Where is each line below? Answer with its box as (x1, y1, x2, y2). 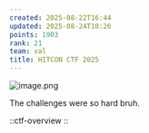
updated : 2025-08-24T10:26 (9, 22, 112, 31)
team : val (9, 47, 47, 56)
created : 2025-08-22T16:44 (9, 13, 112, 23)
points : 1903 (9, 30, 59, 39)
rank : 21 (9, 38, 43, 48)
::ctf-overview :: (9, 115, 69, 126)
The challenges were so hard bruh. (9, 98, 141, 109)
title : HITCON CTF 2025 (9, 55, 100, 64)
